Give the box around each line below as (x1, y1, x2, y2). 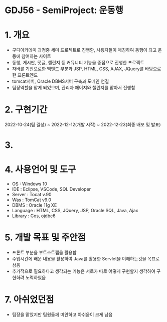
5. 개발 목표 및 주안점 (5, 232, 86, 243)
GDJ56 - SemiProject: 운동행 (5, 5, 124, 16)
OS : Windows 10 (12, 181, 47, 187)
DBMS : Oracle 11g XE (12, 202, 57, 208)
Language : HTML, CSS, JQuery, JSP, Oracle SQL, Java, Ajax (12, 208, 138, 214)
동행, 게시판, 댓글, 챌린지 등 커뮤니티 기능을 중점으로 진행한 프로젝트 (12, 60, 144, 66)
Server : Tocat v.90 (12, 192, 52, 198)
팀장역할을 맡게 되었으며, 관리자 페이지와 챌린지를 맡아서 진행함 (12, 85, 136, 91)
